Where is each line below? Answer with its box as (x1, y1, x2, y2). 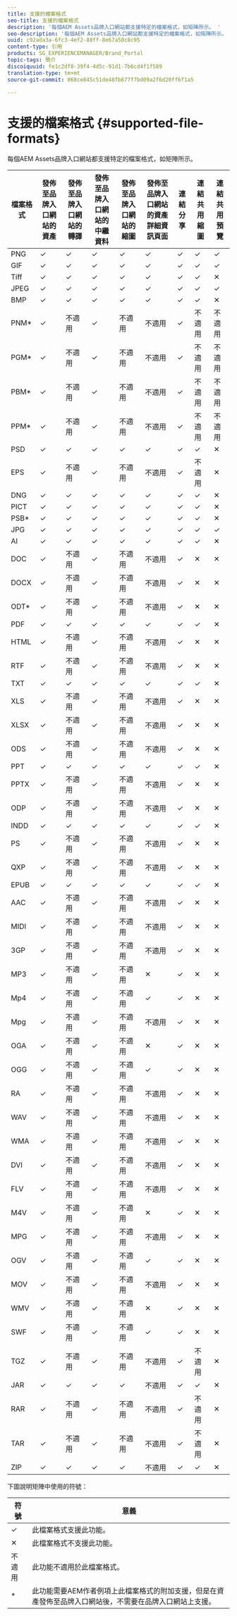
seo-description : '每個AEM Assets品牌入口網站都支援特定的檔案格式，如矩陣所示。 (7, 30, 227, 37)
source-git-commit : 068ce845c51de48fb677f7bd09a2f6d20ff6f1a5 (7, 76, 194, 83)
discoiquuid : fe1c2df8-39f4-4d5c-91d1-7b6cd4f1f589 (7, 63, 162, 70)
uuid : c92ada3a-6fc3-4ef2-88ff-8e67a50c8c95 (7, 37, 140, 44)
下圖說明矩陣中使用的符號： (7, 1482, 88, 1491)
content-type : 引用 (7, 43, 63, 50)
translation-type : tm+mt (7, 69, 80, 76)
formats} (7, 130, 61, 146)
